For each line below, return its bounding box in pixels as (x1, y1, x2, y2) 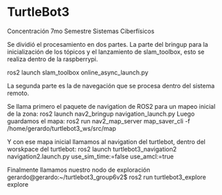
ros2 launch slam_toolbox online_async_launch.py (7, 68, 149, 76)
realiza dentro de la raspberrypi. (7, 54, 98, 63)
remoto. (7, 89, 30, 97)
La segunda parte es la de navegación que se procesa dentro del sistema (7, 81, 215, 90)
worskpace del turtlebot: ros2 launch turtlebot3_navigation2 (7, 145, 177, 153)
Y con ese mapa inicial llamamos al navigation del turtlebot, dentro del (7, 137, 206, 145)
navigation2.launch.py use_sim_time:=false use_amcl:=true (7, 152, 174, 161)
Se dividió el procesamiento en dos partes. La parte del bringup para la (7, 40, 208, 48)
